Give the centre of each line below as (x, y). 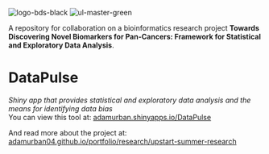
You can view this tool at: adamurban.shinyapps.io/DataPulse (110, 117)
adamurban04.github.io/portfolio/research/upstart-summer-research (122, 141)
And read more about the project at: (68, 132)
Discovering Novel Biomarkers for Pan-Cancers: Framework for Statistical (135, 37)
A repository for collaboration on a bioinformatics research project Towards (134, 28)
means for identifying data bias (60, 108)
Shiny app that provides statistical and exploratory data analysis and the (130, 100)
